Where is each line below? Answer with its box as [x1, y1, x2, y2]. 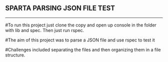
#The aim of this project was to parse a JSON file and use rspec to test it [5, 37, 155, 43]
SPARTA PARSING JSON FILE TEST [5, 4, 115, 12]
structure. [5, 52, 25, 58]
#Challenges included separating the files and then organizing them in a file [5, 46, 161, 52]
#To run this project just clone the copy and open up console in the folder [5, 22, 156, 28]
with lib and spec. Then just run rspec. [5, 27, 84, 33]
